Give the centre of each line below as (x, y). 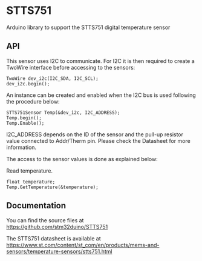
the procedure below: (33, 101)
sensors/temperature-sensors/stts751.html (59, 251)
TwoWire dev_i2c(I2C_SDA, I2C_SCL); (52, 78)
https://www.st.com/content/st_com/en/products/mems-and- (83, 245)
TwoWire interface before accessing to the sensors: (71, 67)
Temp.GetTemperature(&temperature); (52, 187)
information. (21, 147)
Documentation (36, 206)
